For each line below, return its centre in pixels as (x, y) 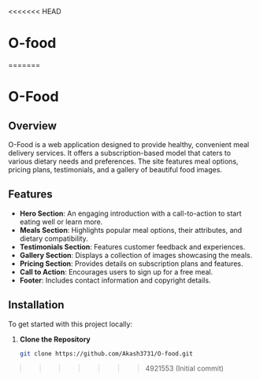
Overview (33, 125)
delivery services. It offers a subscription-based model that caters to (119, 153)
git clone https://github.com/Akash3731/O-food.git (106, 353)
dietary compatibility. (54, 238)
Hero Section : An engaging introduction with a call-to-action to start (130, 213)
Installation (36, 305)
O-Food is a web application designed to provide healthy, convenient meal (129, 144)
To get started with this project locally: (70, 324)
